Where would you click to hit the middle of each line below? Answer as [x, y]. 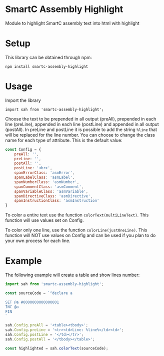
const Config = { [23, 149]
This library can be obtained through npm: [49, 57]
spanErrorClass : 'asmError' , [44, 173]
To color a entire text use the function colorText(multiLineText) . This [77, 215]
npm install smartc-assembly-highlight [47, 66]
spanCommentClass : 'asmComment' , [49, 187]
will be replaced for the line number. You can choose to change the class [80, 135]
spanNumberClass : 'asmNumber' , [47, 182]
